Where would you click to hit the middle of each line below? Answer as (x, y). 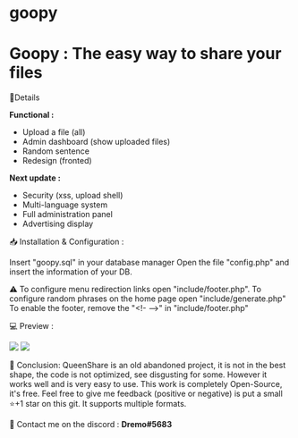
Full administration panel (68, 215)
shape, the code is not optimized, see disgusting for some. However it (138, 375)
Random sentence (55, 151)
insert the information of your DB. (71, 272)
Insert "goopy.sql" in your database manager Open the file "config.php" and (149, 263)
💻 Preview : (31, 326)
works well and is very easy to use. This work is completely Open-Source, (146, 384)
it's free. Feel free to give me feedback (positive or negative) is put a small (146, 394)
